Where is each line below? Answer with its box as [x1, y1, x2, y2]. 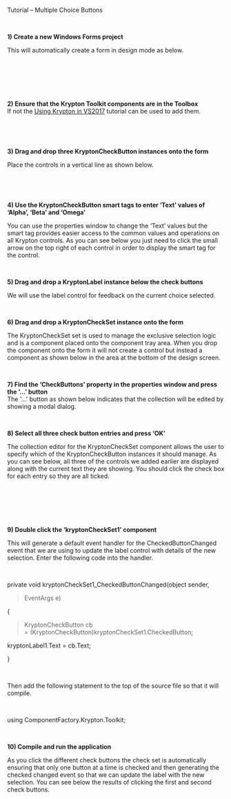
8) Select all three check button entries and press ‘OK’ [7, 429, 165, 437]
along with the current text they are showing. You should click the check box [7, 465, 225, 472]
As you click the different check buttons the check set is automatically [7, 756, 207, 764]
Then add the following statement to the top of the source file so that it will [7, 681, 219, 690]
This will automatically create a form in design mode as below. [7, 46, 184, 54]
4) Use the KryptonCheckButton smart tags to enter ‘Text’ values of [7, 201, 205, 209]
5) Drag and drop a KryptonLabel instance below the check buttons [7, 278, 203, 286]
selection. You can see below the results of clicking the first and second [7, 778, 212, 786]
